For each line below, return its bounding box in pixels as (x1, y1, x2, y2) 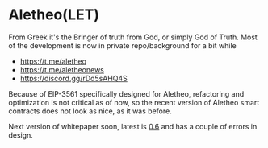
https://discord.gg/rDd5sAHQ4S (19, 73, 128, 83)
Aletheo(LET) (8, 6, 99, 24)
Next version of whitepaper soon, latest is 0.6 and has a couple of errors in (8, 121, 258, 131)
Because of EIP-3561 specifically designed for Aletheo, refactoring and (8, 88, 245, 98)
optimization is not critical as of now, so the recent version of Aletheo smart (8, 97, 260, 107)
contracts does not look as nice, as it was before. (8, 106, 172, 116)
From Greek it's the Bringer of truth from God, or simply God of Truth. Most (8, 32, 258, 42)
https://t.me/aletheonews (19, 64, 105, 74)
